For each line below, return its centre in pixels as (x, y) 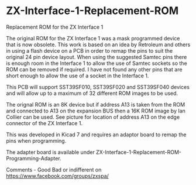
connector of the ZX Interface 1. (44, 123)
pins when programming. (36, 141)
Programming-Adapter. (34, 158)
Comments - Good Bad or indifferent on (54, 169)
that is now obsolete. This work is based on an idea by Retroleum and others (98, 44)
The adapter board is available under (50, 152)
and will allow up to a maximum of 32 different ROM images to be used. (92, 93)
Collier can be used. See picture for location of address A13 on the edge (93, 117)
